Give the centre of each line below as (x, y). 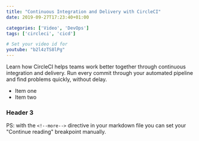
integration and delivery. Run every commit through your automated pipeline (100, 73)
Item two (26, 97)
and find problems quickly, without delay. (57, 79)
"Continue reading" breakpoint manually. (56, 132)
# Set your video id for (37, 44)
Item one (26, 91)
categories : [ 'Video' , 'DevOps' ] (48, 28)
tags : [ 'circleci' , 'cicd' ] (41, 33)
